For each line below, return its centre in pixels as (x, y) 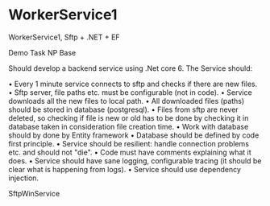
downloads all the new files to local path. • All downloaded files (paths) (127, 101)
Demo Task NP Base (42, 52)
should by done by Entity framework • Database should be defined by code (134, 135)
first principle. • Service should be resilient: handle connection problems (129, 143)
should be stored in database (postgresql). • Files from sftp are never (124, 109)
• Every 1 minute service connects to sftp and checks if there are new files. (133, 84)
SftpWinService (34, 193)
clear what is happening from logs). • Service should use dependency (125, 169)
